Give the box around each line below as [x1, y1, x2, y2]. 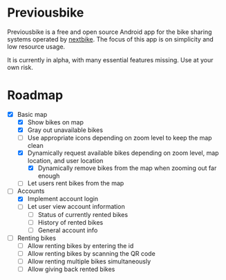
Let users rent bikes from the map [27, 179, 124, 187]
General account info [37, 226, 98, 234]
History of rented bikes [37, 218, 104, 226]
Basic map [17, 110, 48, 118]
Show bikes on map [27, 118, 84, 126]
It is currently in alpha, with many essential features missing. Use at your [7, 55, 214, 64]
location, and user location [27, 157, 104, 165]
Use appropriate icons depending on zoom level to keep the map [27, 133, 212, 142]
